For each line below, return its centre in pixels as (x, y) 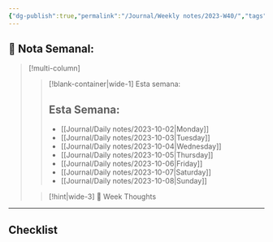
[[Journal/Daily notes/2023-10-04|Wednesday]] (141, 146)
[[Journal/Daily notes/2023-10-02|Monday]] (135, 129)
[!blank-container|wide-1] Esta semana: (115, 84)
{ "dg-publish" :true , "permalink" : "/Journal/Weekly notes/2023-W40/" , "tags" (138, 16)
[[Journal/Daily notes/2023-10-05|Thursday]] (137, 155)
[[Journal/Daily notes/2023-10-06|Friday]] (132, 164)
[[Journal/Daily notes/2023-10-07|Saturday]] (136, 172)
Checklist (33, 229)
